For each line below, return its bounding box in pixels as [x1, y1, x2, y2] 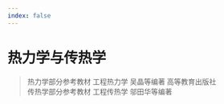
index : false [7, 11, 51, 20]
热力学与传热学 [7, 49, 107, 66]
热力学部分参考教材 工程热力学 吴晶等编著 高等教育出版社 [26, 77, 217, 86]
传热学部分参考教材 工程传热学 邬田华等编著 [26, 86, 173, 96]
